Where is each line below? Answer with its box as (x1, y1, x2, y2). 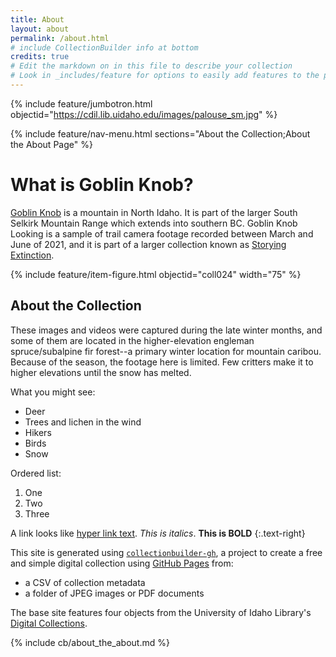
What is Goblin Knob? (10, 174, 194, 196)
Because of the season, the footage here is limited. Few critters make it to (10, 356, 314, 368)
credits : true (10, 52, 70, 62)
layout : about (10, 24, 70, 34)
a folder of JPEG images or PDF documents (24, 587, 205, 599)
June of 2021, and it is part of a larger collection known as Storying (10, 238, 287, 250)
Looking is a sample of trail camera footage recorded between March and (10, 227, 314, 240)
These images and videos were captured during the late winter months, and (10, 324, 323, 336)
